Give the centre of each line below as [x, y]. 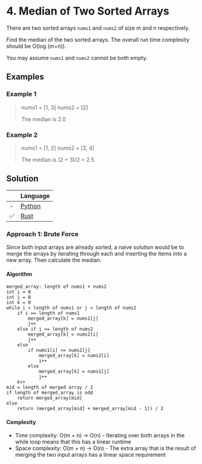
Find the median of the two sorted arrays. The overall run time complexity [98, 39]
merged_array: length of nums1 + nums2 [57, 287]
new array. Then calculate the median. [54, 260]
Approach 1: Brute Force [42, 234]
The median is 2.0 [44, 119]
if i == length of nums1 [48, 313]
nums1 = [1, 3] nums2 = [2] [54, 107]
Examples [25, 77]
